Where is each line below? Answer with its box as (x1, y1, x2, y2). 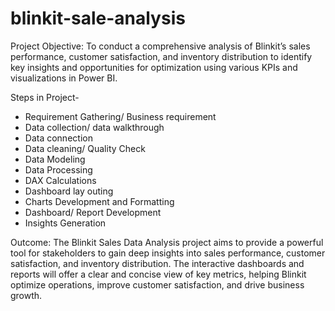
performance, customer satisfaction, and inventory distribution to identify (10, 50, 313, 62)
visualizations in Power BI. (10, 72, 118, 84)
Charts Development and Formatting (24, 195, 175, 207)
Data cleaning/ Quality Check (24, 142, 146, 154)
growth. (10, 289, 43, 301)
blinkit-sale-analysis (10, 7, 186, 30)
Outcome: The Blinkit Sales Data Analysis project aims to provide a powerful (10, 236, 324, 248)
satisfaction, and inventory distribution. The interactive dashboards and (10, 257, 305, 269)
